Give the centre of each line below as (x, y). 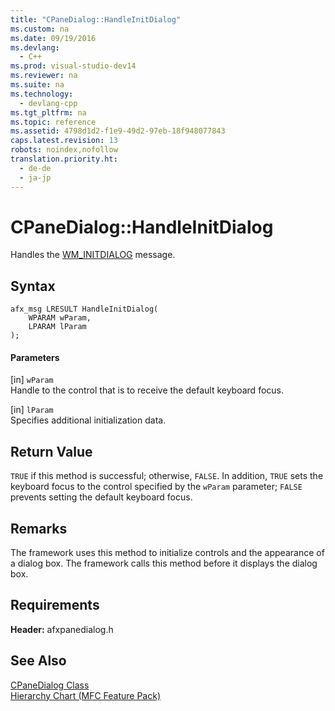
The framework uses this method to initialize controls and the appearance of (167, 553)
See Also (38, 661)
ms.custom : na (40, 29)
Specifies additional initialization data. (88, 420)
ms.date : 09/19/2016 (53, 38)
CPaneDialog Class (50, 685)
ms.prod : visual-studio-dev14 (73, 66)
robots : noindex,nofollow (64, 150)
